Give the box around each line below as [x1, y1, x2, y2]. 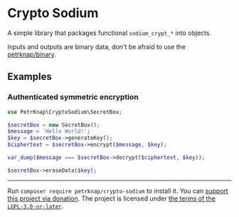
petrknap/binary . [7, 50, 57, 59]
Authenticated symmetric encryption [7, 92, 139, 102]
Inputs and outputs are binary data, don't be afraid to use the [7, 42, 186, 51]
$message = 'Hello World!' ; [7, 128, 91, 135]
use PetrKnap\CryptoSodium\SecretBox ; [7, 108, 122, 116]
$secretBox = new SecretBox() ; [7, 121, 100, 128]
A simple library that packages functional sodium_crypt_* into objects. [7, 29, 212, 37]
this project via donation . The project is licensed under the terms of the [7, 194, 216, 203]
